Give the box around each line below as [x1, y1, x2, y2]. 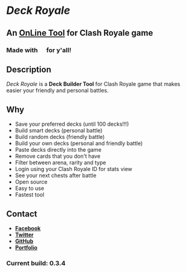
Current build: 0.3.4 [6, 259, 66, 267]
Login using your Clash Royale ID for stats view [14, 166, 133, 173]
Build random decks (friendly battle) [14, 134, 105, 141]
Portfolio [14, 244, 38, 251]
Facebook [14, 224, 41, 232]
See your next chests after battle [14, 172, 97, 179]
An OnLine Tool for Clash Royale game [6, 28, 153, 38]
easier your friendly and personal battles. [6, 87, 109, 94]
